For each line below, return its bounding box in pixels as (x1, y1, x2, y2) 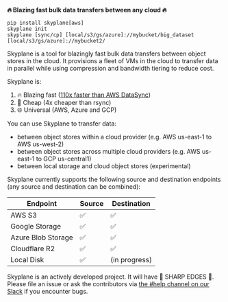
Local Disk (10, 255, 45, 264)
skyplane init (7, 25, 48, 32)
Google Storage (10, 222, 62, 231)
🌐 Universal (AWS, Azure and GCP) (16, 106, 117, 114)
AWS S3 (10, 211, 38, 220)
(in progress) (110, 255, 153, 264)
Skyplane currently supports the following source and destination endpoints (7, 175, 221, 183)
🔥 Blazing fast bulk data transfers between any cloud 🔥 (7, 6, 167, 14)
